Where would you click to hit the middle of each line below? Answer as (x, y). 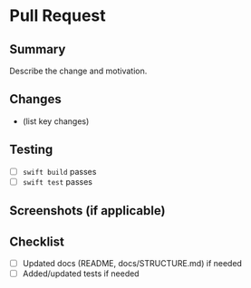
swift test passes (58, 181)
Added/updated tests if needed (81, 274)
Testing (31, 150)
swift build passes (59, 171)
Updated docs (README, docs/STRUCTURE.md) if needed (132, 263)
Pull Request (58, 16)
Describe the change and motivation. (78, 71)
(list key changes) (56, 121)
